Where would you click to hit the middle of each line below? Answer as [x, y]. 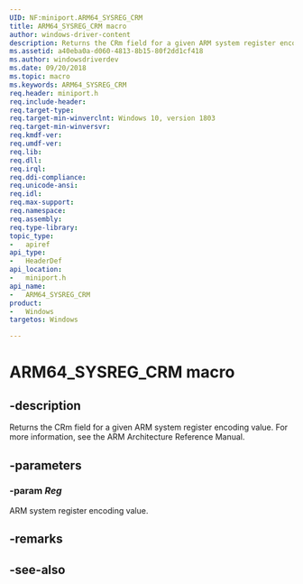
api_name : [28, 286]
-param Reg [36, 491]
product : [26, 303]
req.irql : [28, 169]
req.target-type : [42, 110]
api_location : [36, 270]
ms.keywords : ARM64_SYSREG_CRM [68, 85]
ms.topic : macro [40, 77]
